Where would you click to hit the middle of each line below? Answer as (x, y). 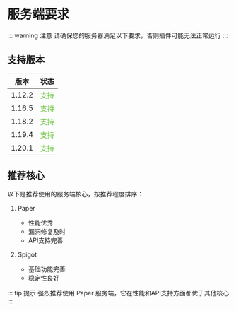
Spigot (27, 254)
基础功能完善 (47, 269)
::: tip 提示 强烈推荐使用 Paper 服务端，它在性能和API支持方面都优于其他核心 (118, 293)
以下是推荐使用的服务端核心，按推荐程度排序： (75, 194)
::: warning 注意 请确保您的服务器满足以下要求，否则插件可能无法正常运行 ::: (118, 35)
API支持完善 (46, 240)
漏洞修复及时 (47, 231)
